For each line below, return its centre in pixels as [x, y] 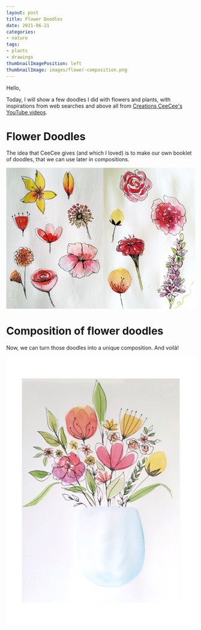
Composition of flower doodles [85, 331]
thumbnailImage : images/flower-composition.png [67, 70]
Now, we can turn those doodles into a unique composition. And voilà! [92, 347]
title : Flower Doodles [34, 19]
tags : [13, 45]
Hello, [13, 88]
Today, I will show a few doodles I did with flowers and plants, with [88, 99]
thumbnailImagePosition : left [44, 63]
